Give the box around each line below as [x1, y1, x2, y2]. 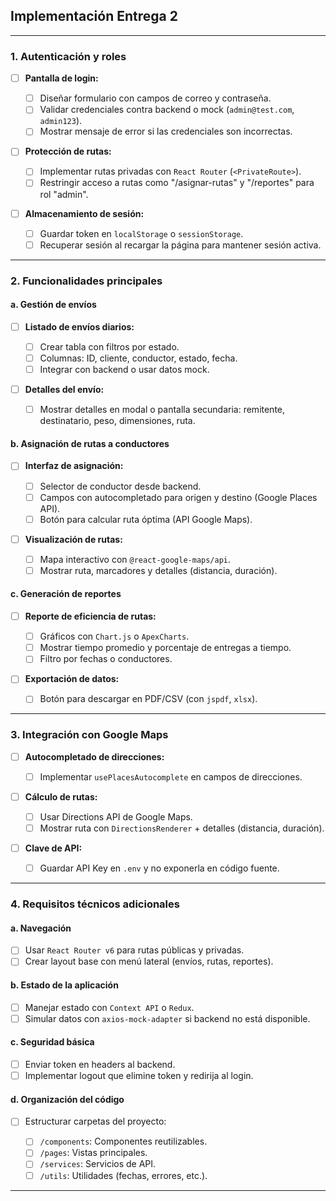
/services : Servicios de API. [39, 1158, 157, 1170]
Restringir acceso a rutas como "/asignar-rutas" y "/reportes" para [39, 177, 315, 189]
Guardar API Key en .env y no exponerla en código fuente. [39, 862, 280, 874]
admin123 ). [39, 115, 83, 127]
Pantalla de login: [24, 72, 99, 84]
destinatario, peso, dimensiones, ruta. [39, 415, 196, 427]
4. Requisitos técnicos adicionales [10, 897, 180, 911]
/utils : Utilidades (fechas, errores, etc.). [39, 1169, 208, 1181]
